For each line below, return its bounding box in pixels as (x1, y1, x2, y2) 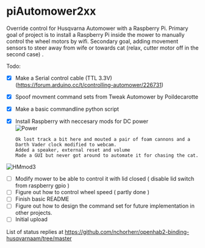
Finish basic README (15, 195, 70, 203)
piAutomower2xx (6, 4, 96, 18)
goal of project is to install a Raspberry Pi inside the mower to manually (6, 31, 185, 38)
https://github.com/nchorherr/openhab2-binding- (65, 228, 189, 235)
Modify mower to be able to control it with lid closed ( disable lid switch (15, 175, 195, 182)
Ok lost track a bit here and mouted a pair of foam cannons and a (15, 137, 190, 143)
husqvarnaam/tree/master (6, 235, 72, 242)
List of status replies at (6, 228, 64, 235)
